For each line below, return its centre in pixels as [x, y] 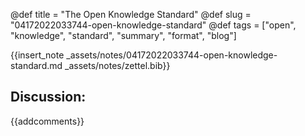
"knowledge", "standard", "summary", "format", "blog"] [123, 35]
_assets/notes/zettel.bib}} [117, 65]
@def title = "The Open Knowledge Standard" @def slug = [131, 14]
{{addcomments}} [47, 121]
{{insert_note [37, 55]
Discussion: [48, 97]
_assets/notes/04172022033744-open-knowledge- [172, 55]
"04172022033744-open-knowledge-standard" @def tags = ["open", [153, 25]
